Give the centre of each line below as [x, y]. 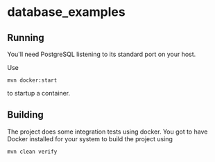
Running [26, 38]
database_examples [67, 12]
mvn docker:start [32, 80]
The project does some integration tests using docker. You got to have [108, 132]
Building [25, 115]
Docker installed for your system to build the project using [90, 138]
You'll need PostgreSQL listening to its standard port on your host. [102, 54]
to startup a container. [39, 93]
